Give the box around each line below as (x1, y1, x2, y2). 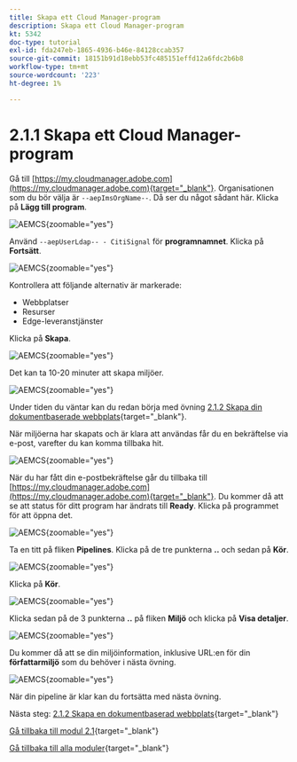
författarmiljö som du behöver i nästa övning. (9, 656, 176, 667)
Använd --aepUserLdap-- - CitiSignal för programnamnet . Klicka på (9, 236, 264, 247)
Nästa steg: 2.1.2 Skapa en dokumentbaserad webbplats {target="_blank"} (9, 708, 279, 719)
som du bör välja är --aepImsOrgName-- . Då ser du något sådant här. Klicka (9, 192, 279, 202)
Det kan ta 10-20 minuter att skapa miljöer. (9, 367, 164, 378)
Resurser (21, 306, 56, 317)
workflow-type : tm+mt (9, 63, 90, 72)
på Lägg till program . (9, 201, 87, 212)
